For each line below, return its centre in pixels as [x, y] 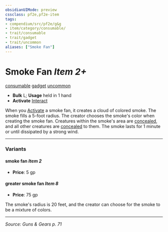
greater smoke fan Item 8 [32, 183]
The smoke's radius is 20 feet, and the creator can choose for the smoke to [83, 204]
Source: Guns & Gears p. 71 [33, 224]
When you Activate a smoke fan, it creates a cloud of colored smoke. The [81, 110]
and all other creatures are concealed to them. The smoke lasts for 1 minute [83, 126]
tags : [11, 19]
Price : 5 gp [24, 172]
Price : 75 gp [25, 194]
